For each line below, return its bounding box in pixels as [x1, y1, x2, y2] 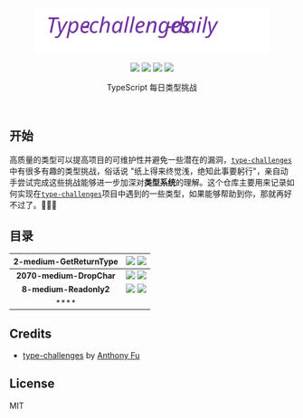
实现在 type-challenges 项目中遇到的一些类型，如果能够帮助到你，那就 [16, 188, 277, 199]
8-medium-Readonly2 [21, 284, 110, 295]
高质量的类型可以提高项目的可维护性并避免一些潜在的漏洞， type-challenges [9, 154, 292, 165]
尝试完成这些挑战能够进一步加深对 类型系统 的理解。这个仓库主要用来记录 [16, 176, 287, 187]
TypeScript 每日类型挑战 [107, 81, 197, 92]
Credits [9, 326, 52, 341]
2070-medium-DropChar [15, 271, 116, 281]
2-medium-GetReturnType [13, 256, 119, 267]
